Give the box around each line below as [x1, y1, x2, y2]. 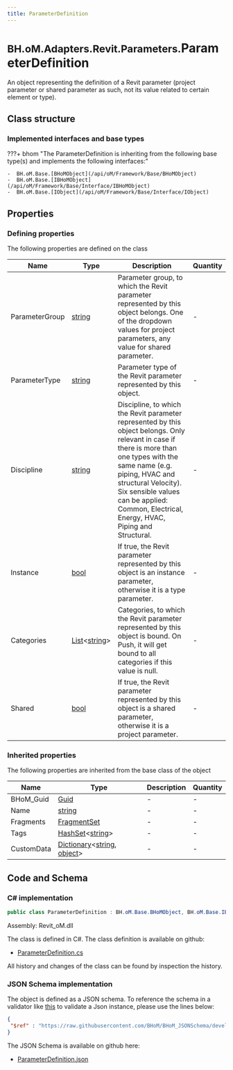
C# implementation [7, 892, 74, 902]
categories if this [117, 657, 173, 667]
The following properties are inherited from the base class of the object [7, 766, 212, 775]
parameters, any [117, 333, 171, 343]
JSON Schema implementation [7, 979, 113, 989]
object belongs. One [117, 307, 184, 317]
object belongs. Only [117, 425, 185, 435]
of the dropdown [117, 316, 172, 326]
